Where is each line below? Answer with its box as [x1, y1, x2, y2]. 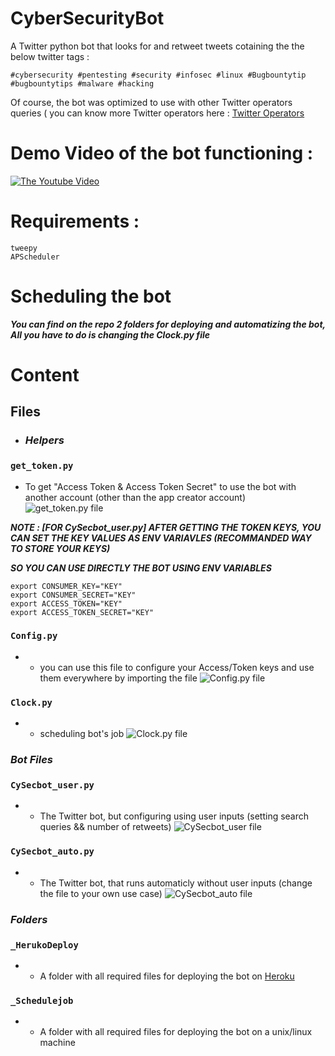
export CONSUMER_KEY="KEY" [10, 581, 123, 591]
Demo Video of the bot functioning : [10, 142, 314, 165]
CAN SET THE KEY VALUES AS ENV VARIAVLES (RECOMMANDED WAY [10, 532, 312, 544]
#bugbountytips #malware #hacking [10, 78, 155, 89]
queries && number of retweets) [39, 821, 172, 833]
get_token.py [10, 460, 74, 472]
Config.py [10, 630, 58, 642]
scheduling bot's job [39, 728, 125, 740]
